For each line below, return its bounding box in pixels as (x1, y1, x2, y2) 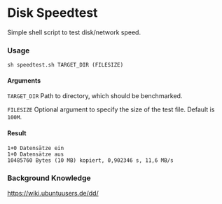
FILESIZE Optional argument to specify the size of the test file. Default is (7, 105, 215, 114)
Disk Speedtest (7, 5, 98, 21)
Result (7, 129, 27, 137)
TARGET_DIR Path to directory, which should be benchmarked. (7, 92, 183, 100)
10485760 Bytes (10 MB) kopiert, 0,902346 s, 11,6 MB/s (7, 156, 174, 164)
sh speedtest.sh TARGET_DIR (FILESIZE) (7, 62, 124, 69)
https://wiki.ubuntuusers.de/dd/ (7, 189, 99, 197)
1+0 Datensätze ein (7, 144, 64, 151)
